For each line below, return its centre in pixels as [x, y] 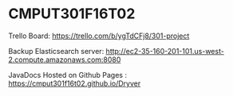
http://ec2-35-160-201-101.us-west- [165, 51]
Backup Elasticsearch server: [56, 51]
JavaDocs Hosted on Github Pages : [68, 75]
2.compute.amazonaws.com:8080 [65, 60]
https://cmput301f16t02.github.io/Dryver [75, 83]
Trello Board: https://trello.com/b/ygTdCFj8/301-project [99, 36]
